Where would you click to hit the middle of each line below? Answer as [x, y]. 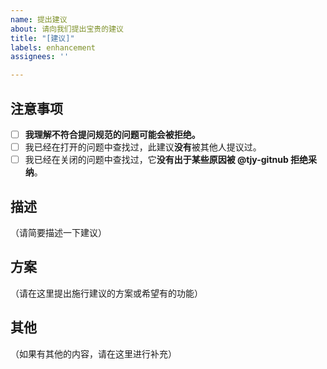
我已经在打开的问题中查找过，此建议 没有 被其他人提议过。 [143, 147]
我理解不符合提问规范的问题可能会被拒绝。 [112, 134]
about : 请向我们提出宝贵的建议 [67, 29]
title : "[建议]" [42, 38]
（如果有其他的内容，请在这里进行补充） [93, 353]
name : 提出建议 [39, 19]
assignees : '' [40, 57]
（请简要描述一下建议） [58, 232]
